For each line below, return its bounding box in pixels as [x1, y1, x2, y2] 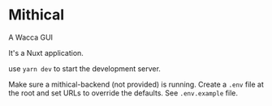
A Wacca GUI [8, 32, 54, 42]
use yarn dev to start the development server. [8, 63, 161, 74]
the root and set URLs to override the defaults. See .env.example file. [8, 87, 238, 98]
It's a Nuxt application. [8, 48, 84, 57]
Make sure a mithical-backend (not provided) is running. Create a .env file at [8, 79, 264, 89]
